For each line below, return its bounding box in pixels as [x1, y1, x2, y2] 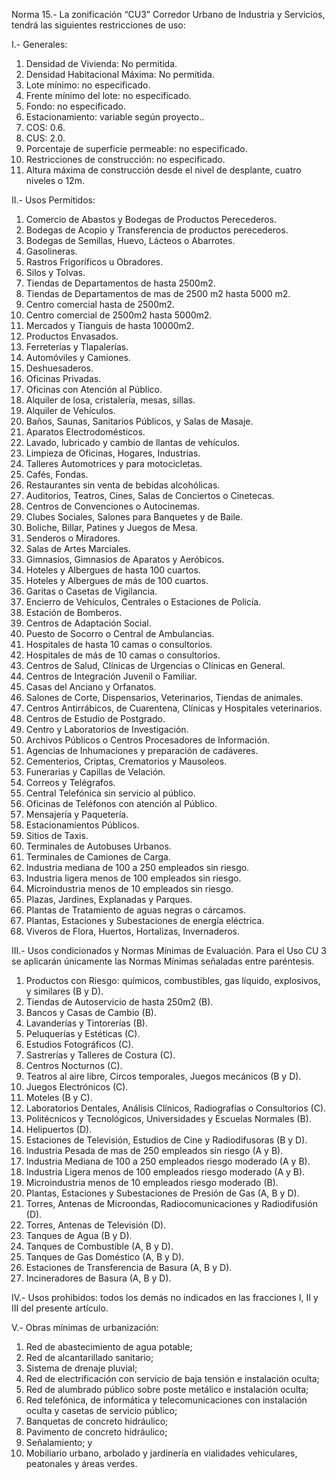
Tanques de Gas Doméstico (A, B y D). [25, 1251, 185, 1263]
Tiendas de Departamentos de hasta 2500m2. [25, 277, 216, 289]
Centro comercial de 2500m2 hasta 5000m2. [25, 309, 213, 321]
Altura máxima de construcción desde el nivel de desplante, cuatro [25, 164, 302, 176]
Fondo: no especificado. [25, 100, 126, 112]
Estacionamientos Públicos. [25, 819, 140, 831]
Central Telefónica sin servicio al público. [25, 787, 196, 799]
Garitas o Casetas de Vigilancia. [25, 585, 158, 597]
